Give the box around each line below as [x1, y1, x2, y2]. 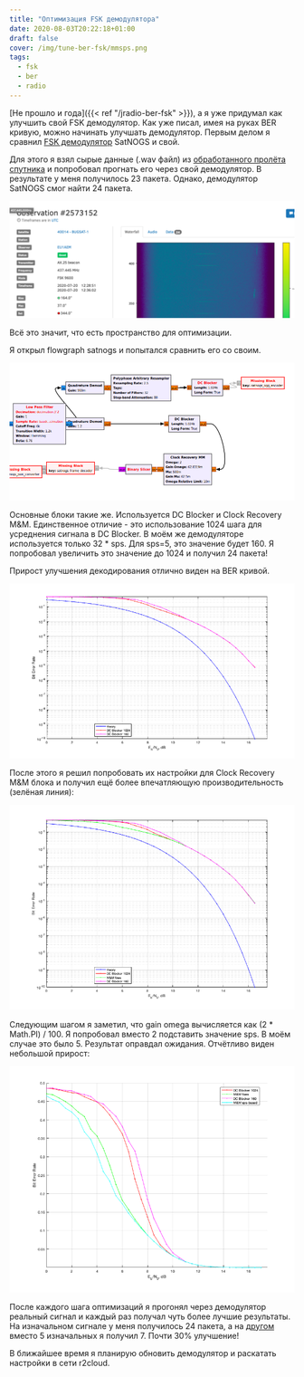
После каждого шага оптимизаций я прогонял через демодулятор [9, 1301, 267, 1312]
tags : [9, 53, 30, 62]
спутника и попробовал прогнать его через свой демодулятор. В [9, 163, 262, 174]
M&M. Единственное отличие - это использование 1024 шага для [9, 519, 262, 530]
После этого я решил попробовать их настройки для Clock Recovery [9, 768, 275, 779]
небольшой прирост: [9, 1047, 90, 1058]
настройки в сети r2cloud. [9, 1357, 110, 1368]
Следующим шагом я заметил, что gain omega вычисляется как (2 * [9, 1018, 274, 1029]
